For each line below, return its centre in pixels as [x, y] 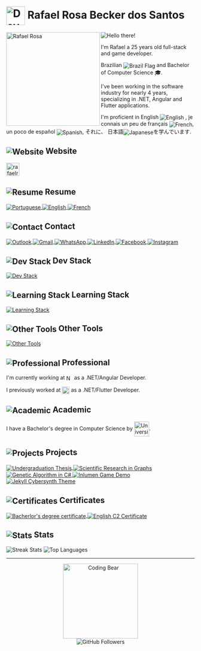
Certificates [82, 500]
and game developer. [127, 53]
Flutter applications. [125, 105]
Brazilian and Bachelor [145, 65]
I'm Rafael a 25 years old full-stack [144, 47]
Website [61, 151]
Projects [62, 452]
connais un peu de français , [147, 124]
